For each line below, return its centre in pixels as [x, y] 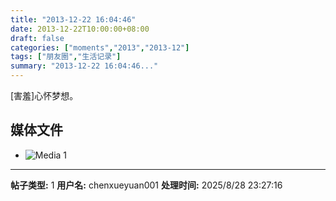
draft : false [37, 38]
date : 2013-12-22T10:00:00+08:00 [80, 29]
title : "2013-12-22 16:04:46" [73, 19]
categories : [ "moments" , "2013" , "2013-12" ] [100, 47]
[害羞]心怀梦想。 [44, 95]
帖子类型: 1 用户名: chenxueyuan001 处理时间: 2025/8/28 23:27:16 [146, 185]
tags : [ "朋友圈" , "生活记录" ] [66, 57]
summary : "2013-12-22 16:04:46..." [84, 66]
